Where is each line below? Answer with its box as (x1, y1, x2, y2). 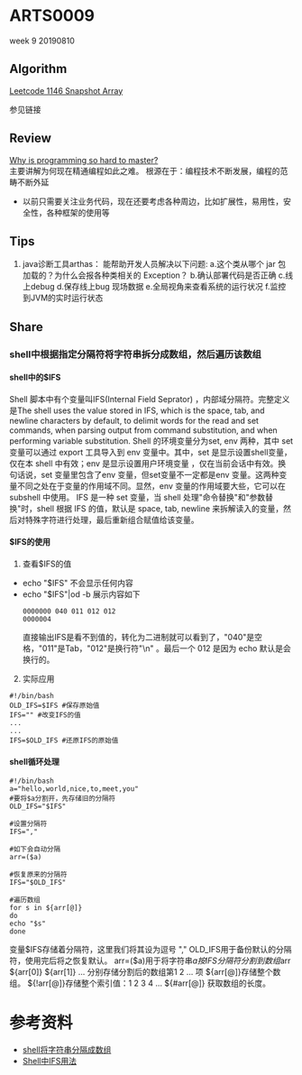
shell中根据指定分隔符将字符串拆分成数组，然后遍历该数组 (9, 348, 261, 361)
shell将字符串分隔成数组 (22, 1044, 112, 1055)
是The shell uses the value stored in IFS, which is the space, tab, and (9, 405, 265, 416)
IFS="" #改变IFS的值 (9, 711, 81, 720)
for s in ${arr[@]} (9, 904, 83, 913)
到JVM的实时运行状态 (22, 292, 104, 303)
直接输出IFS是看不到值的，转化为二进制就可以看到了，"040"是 (22, 632, 255, 643)
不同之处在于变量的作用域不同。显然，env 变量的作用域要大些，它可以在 (16, 480, 287, 492)
